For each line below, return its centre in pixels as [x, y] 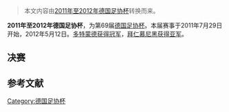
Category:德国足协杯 [37, 101]
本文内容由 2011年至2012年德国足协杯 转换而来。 [92, 11]
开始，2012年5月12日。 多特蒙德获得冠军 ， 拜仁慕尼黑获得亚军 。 [98, 34]
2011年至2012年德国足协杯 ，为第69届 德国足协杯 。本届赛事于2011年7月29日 [115, 25]
